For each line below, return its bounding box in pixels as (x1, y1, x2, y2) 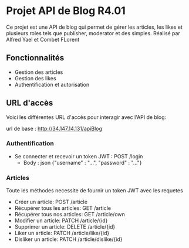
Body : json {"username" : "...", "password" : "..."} (23, 159, 142, 166)
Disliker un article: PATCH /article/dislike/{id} (14, 236, 123, 243)
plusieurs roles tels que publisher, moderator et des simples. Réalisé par (6, 29, 180, 36)
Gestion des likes (14, 74, 57, 81)
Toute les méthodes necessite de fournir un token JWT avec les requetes (6, 187, 183, 194)
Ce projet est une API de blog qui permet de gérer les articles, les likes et (6, 23, 183, 30)
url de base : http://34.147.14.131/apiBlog (6, 125, 103, 132)
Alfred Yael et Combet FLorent (6, 36, 80, 43)
